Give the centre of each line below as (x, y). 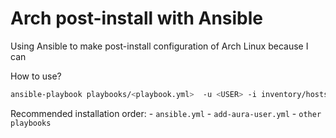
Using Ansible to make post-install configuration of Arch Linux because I (159, 46)
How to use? (36, 76)
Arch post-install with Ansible (137, 18)
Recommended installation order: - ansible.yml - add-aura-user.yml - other (166, 113)
